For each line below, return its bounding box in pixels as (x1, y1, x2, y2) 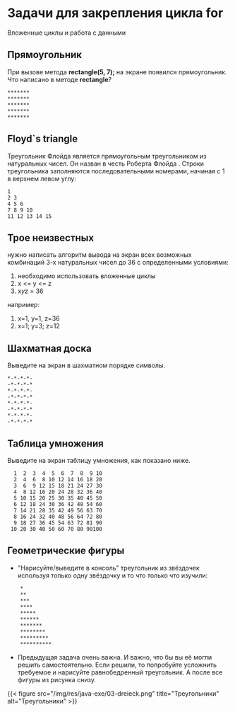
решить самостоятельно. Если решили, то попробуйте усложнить (17, 660, 217, 669)
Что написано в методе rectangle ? (7, 75, 112, 84)
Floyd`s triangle (7, 133, 78, 145)
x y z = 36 (17, 287, 44, 295)
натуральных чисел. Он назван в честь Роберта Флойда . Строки (7, 159, 205, 168)
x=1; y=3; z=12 (17, 322, 60, 331)
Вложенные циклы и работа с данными (7, 28, 126, 37)
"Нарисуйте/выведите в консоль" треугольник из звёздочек (17, 563, 200, 572)
